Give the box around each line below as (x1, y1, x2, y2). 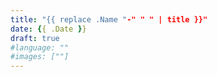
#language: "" (10, 42, 70, 53)
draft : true (10, 33, 60, 43)
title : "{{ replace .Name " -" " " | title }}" (10, 14, 208, 25)
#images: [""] (10, 52, 70, 62)
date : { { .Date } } (10, 24, 87, 34)
